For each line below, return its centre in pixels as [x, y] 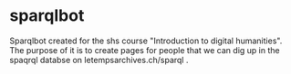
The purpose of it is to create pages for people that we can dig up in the [145, 50]
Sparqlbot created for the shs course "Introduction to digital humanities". [146, 41]
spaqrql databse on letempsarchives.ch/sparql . [99, 60]
